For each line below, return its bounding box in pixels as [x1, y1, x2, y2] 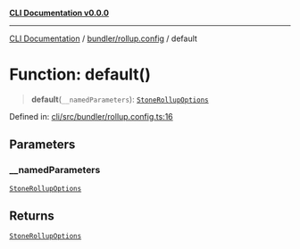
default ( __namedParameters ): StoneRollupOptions [30, 94, 209, 104]
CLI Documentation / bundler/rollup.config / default [9, 33, 198, 44]
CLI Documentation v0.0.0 [9, 8, 110, 18]
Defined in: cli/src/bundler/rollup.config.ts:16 [9, 111, 174, 121]
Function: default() [9, 64, 152, 85]
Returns [9, 209, 55, 224]
